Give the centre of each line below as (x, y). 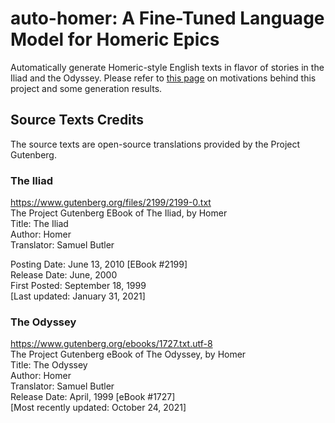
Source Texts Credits (77, 120)
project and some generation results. (86, 88)
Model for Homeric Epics (115, 39)
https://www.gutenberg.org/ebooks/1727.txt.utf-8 (111, 344)
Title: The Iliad (39, 224)
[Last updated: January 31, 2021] (78, 296)
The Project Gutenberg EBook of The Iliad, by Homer (119, 213)
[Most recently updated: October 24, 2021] (98, 408)
